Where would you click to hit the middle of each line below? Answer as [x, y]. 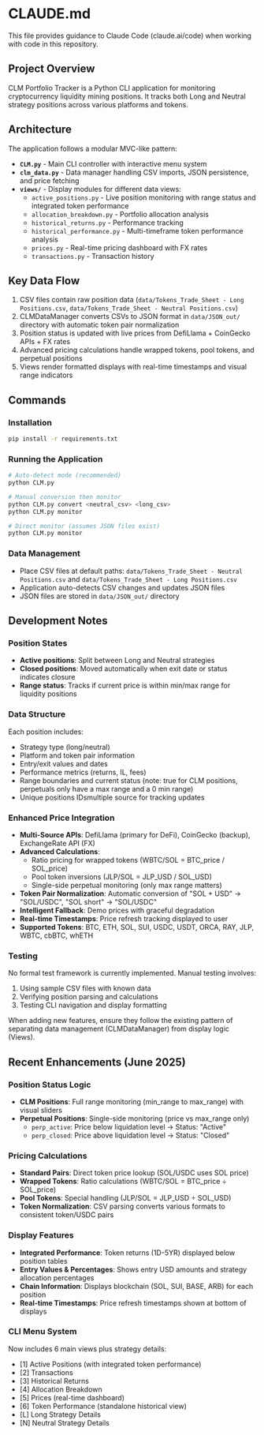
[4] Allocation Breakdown [61, 1389]
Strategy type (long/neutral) [65, 747]
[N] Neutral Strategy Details [65, 1422]
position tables [44, 1261]
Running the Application [56, 459]
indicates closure [48, 677]
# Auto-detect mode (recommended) [65, 476]
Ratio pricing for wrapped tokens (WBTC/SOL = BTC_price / [128, 860]
